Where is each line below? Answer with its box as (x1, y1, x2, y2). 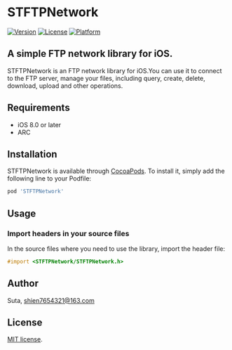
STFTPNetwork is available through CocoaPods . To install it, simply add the (7, 167, 226, 176)
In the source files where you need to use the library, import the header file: (7, 244, 226, 253)
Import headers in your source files (7, 228, 130, 238)
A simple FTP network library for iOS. (7, 48, 173, 60)
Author (7, 278, 39, 290)
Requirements (7, 102, 70, 114)
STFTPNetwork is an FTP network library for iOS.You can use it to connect (7, 66, 222, 74)
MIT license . (7, 335, 43, 344)
